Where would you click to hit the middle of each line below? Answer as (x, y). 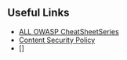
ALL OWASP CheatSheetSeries (69, 31)
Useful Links (38, 13)
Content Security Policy (57, 40)
